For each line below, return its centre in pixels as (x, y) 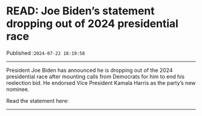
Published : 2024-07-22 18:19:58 (46, 53)
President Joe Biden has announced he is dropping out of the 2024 (90, 70)
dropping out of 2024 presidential (92, 24)
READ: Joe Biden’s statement (81, 11)
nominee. (18, 89)
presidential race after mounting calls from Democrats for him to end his (96, 77)
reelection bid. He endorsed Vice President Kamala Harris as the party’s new (101, 83)
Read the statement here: (38, 100)
